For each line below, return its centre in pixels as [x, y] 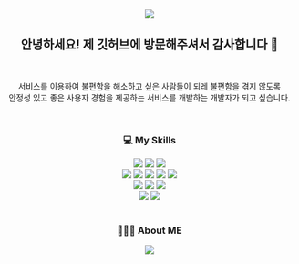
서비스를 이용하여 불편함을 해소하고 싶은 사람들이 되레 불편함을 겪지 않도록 [149, 86]
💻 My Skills [149, 140]
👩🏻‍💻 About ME [149, 230]
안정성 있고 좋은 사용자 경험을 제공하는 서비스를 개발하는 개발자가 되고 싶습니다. [149, 97]
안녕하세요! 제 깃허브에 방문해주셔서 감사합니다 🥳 [149, 45]
